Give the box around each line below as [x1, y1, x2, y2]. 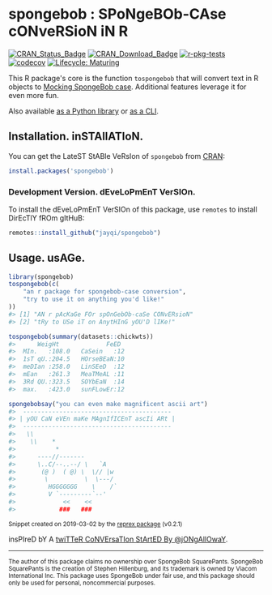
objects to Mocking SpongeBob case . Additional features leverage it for [8, 82, 247, 92]
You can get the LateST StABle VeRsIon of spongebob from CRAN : [8, 151, 225, 161]
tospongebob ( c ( [8, 280, 60, 289]
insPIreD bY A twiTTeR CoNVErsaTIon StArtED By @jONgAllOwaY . [8, 534, 228, 544]
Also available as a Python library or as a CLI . [8, 106, 159, 116]
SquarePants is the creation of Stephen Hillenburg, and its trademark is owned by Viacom [8, 564, 257, 572]
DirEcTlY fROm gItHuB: [8, 212, 85, 223]
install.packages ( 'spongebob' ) [8, 167, 114, 175]
